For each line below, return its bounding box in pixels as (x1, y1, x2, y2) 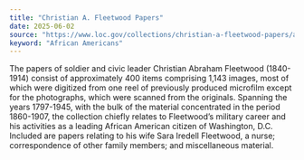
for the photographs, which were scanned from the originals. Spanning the (9, 92, 288, 103)
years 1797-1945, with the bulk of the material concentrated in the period (9, 101, 280, 113)
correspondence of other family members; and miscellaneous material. (9, 140, 274, 151)
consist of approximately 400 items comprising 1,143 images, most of (31, 73, 290, 84)
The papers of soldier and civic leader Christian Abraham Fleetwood (9, 63, 264, 74)
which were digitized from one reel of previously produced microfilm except (9, 82, 292, 93)
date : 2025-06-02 (9, 22, 75, 31)
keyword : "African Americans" (9, 38, 124, 48)
